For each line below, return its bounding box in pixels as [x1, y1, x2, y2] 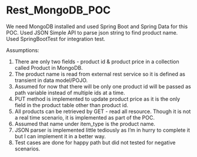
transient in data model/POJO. [14, 77, 88, 84]
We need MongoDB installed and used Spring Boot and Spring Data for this [6, 23, 188, 30]
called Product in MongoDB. [14, 64, 84, 71]
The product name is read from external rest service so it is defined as [14, 70, 185, 77]
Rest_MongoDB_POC [6, 4, 111, 17]
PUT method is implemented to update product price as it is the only [14, 95, 181, 103]
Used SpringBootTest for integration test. [6, 35, 106, 42]
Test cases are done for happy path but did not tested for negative [14, 139, 176, 146]
